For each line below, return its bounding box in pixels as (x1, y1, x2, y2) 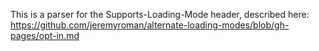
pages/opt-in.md (10, 30, 80, 41)
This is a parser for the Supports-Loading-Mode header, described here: (10, 9, 310, 20)
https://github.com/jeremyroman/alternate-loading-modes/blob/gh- (10, 19, 290, 31)
